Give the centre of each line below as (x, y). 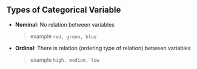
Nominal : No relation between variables (65, 24)
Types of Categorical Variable (64, 10)
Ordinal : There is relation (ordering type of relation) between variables (103, 48)
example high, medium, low (65, 59)
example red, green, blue (63, 36)
